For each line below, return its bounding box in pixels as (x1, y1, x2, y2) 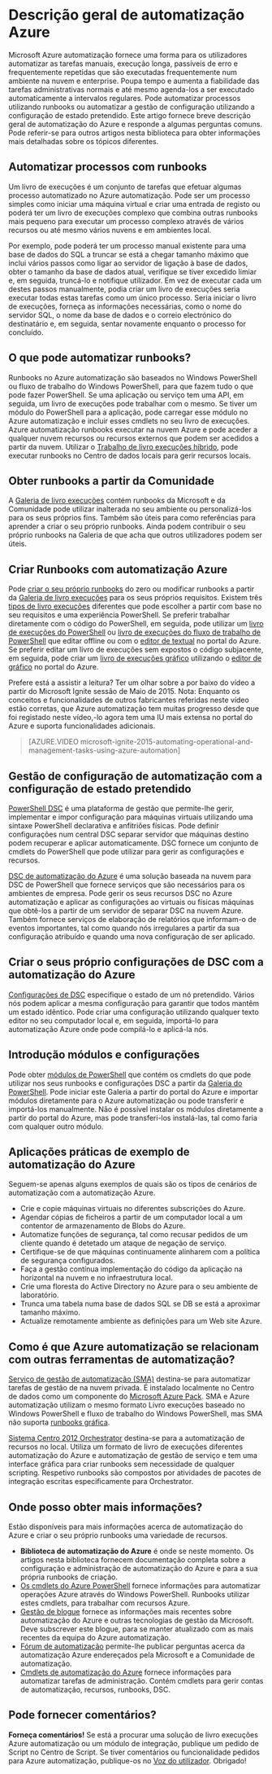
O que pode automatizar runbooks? (8, 351, 192, 365)
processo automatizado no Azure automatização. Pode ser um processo (8, 190, 250, 200)
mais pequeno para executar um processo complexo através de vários (8, 216, 244, 226)
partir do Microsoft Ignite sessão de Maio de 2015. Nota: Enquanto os (8, 687, 240, 696)
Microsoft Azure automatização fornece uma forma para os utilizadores (8, 50, 248, 59)
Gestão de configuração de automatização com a (8, 769, 263, 783)
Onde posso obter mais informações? (8, 1500, 203, 1514)
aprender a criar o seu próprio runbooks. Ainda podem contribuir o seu (8, 521, 246, 531)
